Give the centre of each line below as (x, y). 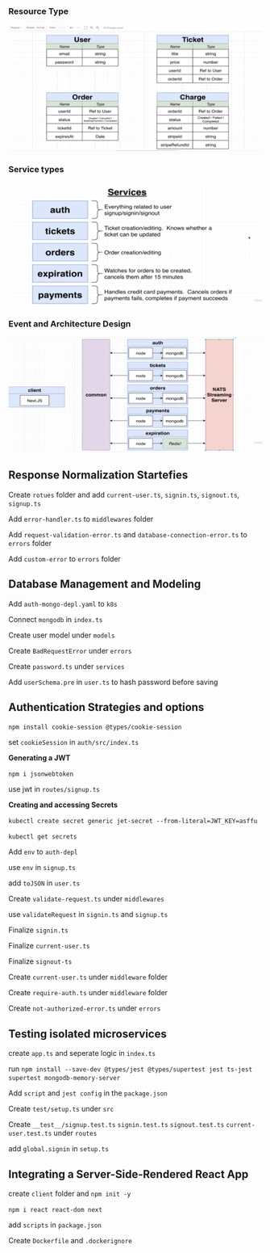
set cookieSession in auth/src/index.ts (74, 742)
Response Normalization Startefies (98, 475)
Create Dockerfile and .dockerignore (71, 1240)
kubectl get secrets (43, 837)
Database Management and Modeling (105, 584)
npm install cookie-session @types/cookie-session (95, 727)
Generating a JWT (39, 758)
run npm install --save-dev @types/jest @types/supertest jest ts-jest (130, 1069)
